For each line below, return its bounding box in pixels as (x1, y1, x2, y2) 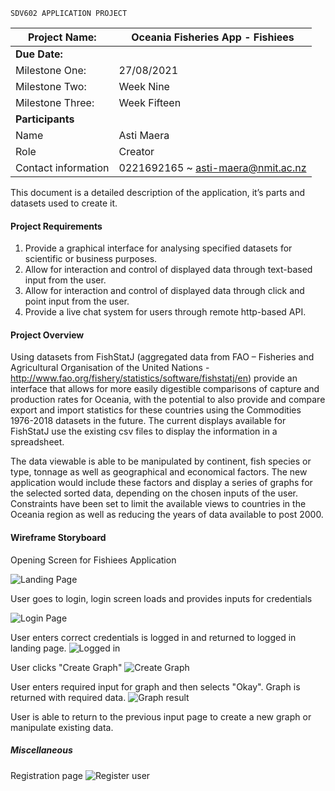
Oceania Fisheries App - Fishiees (131, 30, 295, 44)
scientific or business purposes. (24, 253, 158, 265)
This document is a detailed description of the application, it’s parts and (10, 187, 306, 198)
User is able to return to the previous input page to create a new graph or (10, 710, 312, 723)
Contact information (15, 161, 110, 174)
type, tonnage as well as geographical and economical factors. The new (10, 466, 308, 478)
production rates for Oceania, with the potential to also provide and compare (10, 394, 326, 406)
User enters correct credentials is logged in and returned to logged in (10, 631, 297, 643)
